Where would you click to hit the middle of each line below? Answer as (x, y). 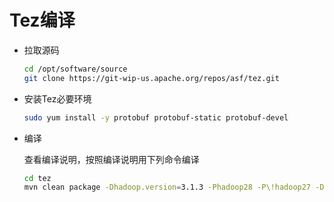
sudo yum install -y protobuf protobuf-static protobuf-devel (156, 117)
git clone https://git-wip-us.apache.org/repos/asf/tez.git (151, 78)
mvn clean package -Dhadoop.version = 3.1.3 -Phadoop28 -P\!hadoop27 (167, 187)
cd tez (37, 178)
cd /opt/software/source (75, 69)
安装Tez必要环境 (57, 98)
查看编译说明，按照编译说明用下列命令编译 (111, 159)
